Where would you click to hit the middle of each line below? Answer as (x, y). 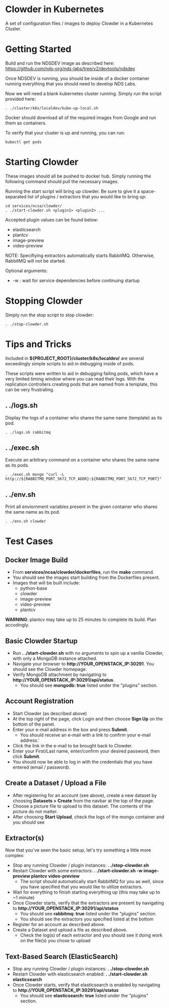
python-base (34, 589)
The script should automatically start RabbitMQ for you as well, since (92, 881)
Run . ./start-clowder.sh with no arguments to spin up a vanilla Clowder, (88, 653)
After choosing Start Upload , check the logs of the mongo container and (88, 817)
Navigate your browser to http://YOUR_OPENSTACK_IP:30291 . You (83, 663)
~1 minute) (24, 898)
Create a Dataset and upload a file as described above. (70, 930)
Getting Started (38, 49)
